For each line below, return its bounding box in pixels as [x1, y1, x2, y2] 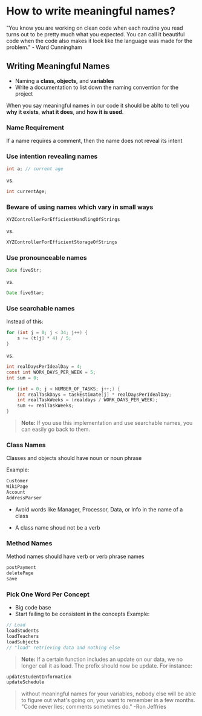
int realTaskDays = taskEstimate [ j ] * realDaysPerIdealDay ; [17, 392, 172, 398]
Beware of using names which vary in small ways [6, 203, 154, 211]
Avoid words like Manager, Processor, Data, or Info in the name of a [15, 505, 183, 513]
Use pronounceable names [6, 254, 87, 262]
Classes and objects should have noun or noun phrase [6, 455, 142, 462]
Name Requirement [6, 123, 65, 131]
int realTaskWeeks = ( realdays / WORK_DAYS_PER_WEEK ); [17, 397, 158, 403]
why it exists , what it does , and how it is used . [6, 108, 124, 116]
